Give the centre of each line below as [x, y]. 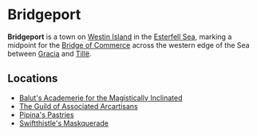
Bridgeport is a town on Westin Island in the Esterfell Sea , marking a [120, 37]
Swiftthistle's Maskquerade [64, 123]
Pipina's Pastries [46, 115]
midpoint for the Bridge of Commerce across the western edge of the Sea [128, 45]
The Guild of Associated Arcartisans [79, 106]
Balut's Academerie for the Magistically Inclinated [101, 98]
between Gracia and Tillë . [50, 53]
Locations [33, 78]
